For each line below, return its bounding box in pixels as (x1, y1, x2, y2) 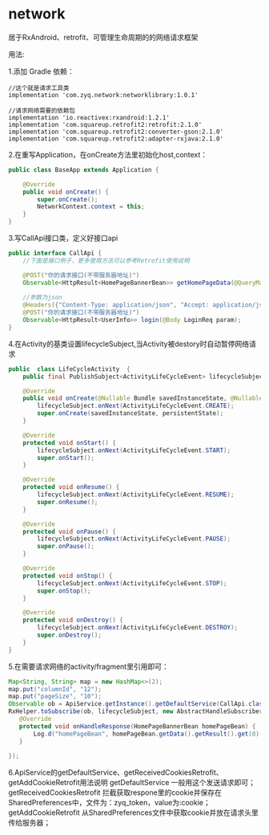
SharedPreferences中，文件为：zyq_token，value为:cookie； (8, 798, 211, 808)
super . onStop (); (37, 587, 91, 595)
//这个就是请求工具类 (8, 83, 70, 92)
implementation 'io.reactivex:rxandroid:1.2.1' (8, 113, 171, 121)
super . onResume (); (37, 498, 98, 506)
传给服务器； (8, 818, 50, 828)
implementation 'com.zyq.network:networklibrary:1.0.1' (8, 91, 199, 99)
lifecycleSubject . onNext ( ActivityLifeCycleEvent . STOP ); (37, 579, 227, 587)
